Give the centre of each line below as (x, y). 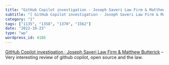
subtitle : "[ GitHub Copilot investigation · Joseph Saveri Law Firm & (82, 14)
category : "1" (20, 19)
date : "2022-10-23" (26, 28)
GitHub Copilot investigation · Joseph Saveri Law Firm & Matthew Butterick (82, 52)
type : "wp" (17, 33)
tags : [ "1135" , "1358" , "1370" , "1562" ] (48, 24)
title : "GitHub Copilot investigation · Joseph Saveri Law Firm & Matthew (85, 10)
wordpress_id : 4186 (26, 38)
